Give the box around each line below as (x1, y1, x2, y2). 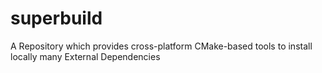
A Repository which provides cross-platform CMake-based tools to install (10, 40, 313, 52)
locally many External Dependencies (10, 50, 161, 62)
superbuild (10, 7, 103, 30)
